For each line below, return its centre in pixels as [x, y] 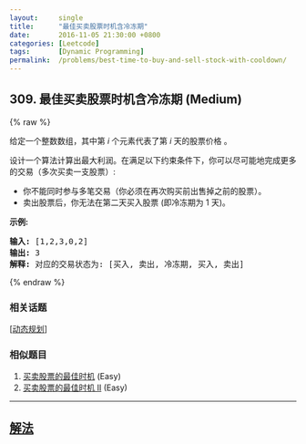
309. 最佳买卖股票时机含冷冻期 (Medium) [126, 100]
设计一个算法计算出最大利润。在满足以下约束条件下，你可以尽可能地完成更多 [153, 160]
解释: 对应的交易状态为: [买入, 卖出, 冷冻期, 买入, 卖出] [127, 264]
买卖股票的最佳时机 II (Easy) [75, 387]
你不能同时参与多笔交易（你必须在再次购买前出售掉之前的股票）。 [144, 191]
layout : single [46, 18]
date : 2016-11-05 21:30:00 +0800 [85, 35]
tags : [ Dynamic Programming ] [77, 52]
